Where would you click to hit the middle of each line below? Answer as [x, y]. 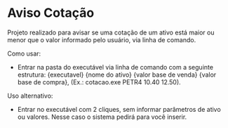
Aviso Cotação [51, 13]
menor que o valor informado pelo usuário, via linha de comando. [102, 39]
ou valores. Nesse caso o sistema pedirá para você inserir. [102, 117]
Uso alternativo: [30, 96]
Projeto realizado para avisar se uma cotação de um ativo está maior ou [111, 32]
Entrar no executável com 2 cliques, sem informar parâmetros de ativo [119, 109]
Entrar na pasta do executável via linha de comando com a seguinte [115, 67]
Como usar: [24, 53]
